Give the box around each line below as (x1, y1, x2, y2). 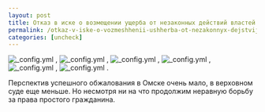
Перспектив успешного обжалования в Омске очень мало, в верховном (8, 78, 254, 88)
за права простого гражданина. (8, 95, 116, 104)
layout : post (8, 11, 51, 20)
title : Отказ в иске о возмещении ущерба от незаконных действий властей (8, 19, 256, 27)
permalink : (8, 26, 44, 34)
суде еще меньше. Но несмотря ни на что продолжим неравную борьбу (8, 87, 254, 96)
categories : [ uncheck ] (8, 33, 83, 42)
